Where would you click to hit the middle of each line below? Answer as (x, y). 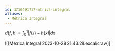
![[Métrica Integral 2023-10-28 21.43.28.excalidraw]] (58, 43)
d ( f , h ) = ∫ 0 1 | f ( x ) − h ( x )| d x (30, 33)
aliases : (14, 14)
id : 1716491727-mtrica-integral (38, 9)
